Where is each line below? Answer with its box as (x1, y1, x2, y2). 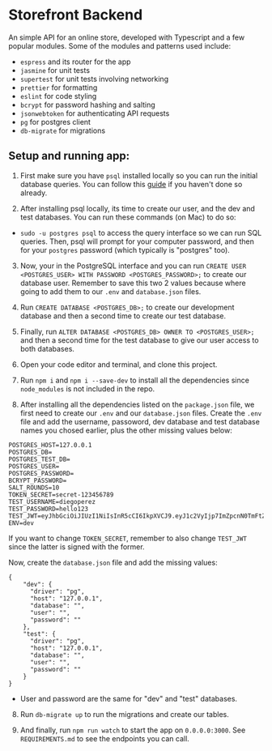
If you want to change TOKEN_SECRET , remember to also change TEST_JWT (8, 533, 247, 543)
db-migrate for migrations (19, 126, 106, 135)
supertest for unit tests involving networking (19, 74, 168, 83)
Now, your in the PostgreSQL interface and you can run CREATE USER (19, 261, 247, 271)
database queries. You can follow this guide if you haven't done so (19, 179, 243, 189)
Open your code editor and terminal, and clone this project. (19, 359, 218, 369)
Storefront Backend (8, 6, 143, 24)
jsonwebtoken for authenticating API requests (19, 108, 170, 118)
